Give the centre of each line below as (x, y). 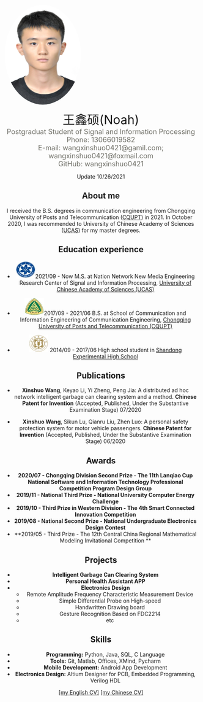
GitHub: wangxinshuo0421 (101, 164)
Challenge (105, 501)
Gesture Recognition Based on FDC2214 (110, 614)
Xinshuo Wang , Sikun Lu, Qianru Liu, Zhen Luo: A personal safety (105, 422)
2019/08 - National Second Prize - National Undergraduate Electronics (105, 521)
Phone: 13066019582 (101, 140)
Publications (101, 376)
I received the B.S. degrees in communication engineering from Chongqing (101, 210)
